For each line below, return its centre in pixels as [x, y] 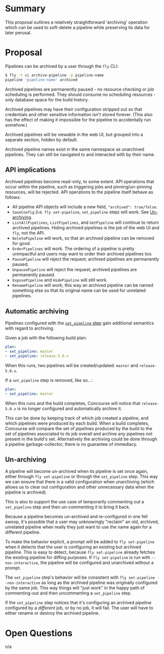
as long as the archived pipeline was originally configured [99, 583]
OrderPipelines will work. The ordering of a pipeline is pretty [73, 249]
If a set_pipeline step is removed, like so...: [49, 380]
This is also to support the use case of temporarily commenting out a [75, 502]
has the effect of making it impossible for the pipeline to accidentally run [78, 120]
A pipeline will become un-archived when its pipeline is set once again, [77, 471]
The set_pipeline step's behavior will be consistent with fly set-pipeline [80, 577]
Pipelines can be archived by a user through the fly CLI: [62, 66]
